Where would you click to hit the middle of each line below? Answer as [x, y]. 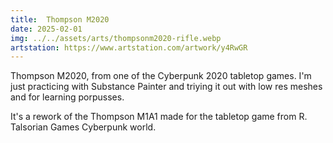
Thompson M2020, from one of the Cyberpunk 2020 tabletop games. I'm [161, 76]
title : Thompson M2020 [60, 19]
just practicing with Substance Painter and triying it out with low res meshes [166, 87]
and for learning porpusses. [67, 97]
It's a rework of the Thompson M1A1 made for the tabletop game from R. [159, 117]
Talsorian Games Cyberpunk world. [83, 127]
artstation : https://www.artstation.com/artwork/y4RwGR [129, 47]
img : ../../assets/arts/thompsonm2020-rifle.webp [116, 38]
